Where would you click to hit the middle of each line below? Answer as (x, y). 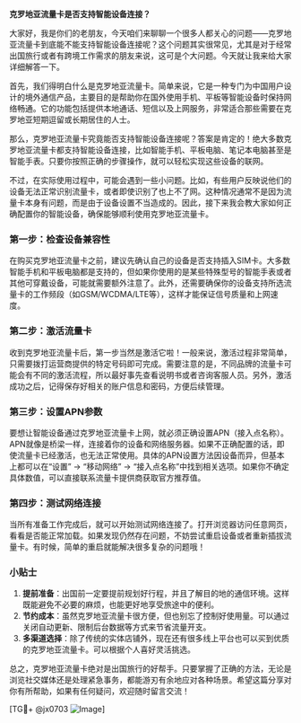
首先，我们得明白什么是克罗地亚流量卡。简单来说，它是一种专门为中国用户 (146, 86)
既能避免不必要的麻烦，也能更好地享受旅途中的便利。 (120, 604)
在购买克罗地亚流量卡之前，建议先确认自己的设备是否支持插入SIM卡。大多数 (150, 260)
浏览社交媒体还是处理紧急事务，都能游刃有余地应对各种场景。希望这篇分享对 (150, 680)
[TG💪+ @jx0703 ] (57, 710)
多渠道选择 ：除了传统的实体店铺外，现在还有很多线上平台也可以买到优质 (155, 639)
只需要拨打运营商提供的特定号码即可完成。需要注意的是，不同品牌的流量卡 (146, 364)
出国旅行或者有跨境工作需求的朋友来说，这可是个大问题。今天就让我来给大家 (150, 56)
